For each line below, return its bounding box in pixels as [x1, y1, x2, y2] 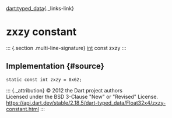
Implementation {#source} [6, 61, 105, 71]
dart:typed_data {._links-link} [6, 5, 75, 12]
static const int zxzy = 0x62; [6, 77, 82, 83]
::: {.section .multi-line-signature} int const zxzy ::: [6, 44, 127, 51]
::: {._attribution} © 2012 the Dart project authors [6, 87, 122, 94]
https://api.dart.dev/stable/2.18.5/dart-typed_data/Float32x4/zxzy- [6, 99, 166, 106]
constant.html [6, 105, 39, 112]
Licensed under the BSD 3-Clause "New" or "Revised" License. [6, 93, 159, 100]
